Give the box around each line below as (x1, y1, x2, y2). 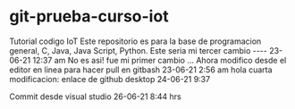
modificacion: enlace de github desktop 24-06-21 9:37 (9, 73, 211, 84)
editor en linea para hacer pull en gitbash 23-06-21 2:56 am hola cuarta (9, 64, 273, 75)
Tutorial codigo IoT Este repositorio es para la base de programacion (9, 36, 262, 46)
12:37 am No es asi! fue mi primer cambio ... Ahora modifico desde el (32, 54, 287, 65)
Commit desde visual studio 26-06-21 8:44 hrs (9, 91, 181, 102)
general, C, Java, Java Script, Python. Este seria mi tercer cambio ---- (9, 45, 268, 55)
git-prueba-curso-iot (9, 6, 169, 27)
